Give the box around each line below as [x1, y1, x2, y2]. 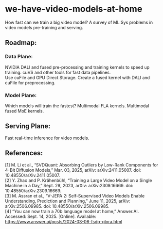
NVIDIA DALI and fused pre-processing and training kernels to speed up [5, 64, 150, 70]
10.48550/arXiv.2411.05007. [5, 172, 60, 178]
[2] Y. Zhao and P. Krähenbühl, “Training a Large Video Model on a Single [5, 177, 152, 183]
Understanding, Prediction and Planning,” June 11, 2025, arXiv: [5, 198, 130, 204]
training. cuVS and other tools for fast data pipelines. [5, 69, 111, 75]
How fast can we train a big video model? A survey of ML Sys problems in [5, 19, 153, 25]
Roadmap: [5, 39, 37, 47]
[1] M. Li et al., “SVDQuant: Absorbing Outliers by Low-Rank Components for [5, 162, 159, 168]
